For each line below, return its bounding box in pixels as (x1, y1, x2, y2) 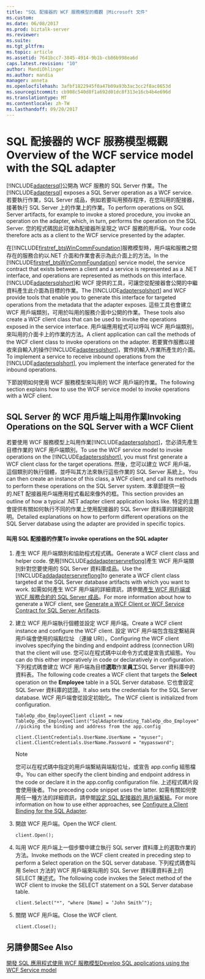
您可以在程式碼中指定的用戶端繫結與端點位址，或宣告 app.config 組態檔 (15, 763, 196, 771)
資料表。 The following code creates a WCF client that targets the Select (15, 671, 198, 678)
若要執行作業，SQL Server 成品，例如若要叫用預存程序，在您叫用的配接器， (6, 196, 198, 203)
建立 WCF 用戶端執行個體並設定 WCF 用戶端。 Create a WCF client (15, 619, 182, 627)
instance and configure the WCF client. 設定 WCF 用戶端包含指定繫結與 (15, 627, 195, 635)
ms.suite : (6, 37, 32, 44)
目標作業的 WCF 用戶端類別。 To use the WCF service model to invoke (6, 446, 183, 454)
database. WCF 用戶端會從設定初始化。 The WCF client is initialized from (15, 694, 198, 701)
